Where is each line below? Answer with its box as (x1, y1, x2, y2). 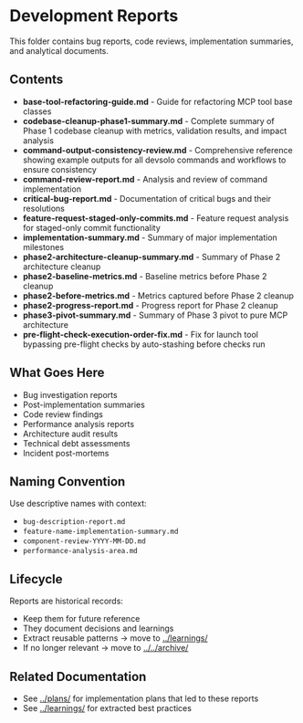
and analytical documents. (9, 45, 110, 56)
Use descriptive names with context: (9, 498, 148, 509)
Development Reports (9, 5, 179, 26)
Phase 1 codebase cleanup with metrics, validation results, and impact (22, 125, 287, 136)
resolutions (22, 203, 66, 214)
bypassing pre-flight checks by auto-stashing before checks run (22, 339, 266, 350)
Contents (9, 72, 64, 88)
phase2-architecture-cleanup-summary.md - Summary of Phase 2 (22, 251, 281, 262)
